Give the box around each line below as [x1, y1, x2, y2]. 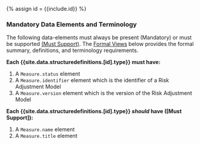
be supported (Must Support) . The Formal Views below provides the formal [6, 41, 194, 48]
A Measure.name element [15, 126, 75, 133]
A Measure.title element [15, 133, 78, 140]
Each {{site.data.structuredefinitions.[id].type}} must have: [6, 59, 161, 66]
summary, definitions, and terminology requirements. [6, 47, 139, 54]
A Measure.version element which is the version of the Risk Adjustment [15, 90, 193, 97]
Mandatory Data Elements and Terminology [6, 20, 138, 28]
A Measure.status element [15, 70, 81, 77]
